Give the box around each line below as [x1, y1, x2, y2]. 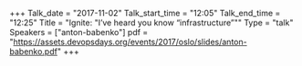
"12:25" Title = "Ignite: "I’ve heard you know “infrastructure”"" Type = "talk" [9, 17, 294, 28]
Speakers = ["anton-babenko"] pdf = [9, 27, 149, 37]
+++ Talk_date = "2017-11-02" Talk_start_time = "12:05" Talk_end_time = [9, 8, 281, 18]
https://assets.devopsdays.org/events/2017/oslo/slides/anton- [13, 36, 248, 47]
